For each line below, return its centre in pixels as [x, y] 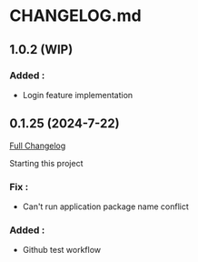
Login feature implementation [78, 95]
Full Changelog [38, 146]
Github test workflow [62, 250]
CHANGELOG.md [76, 16]
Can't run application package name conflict [105, 207]
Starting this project [46, 163]
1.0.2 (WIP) [41, 50]
